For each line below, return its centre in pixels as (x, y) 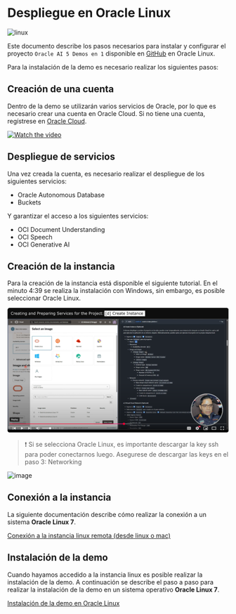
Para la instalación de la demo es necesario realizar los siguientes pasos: (113, 67)
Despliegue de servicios (61, 157)
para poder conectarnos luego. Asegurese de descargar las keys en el (126, 454)
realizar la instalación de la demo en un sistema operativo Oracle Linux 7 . (113, 589)
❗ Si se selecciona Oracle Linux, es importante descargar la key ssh (122, 444)
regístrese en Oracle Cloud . (47, 121)
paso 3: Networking (53, 462)
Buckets (29, 202)
